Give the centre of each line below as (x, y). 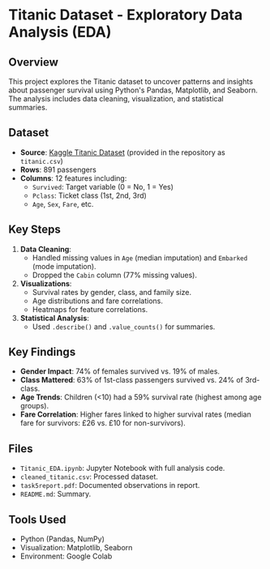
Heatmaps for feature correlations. (90, 309)
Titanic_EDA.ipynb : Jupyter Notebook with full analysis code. (122, 468)
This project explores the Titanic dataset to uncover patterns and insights (131, 81)
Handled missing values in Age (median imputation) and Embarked (140, 258)
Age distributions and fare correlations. (98, 301)
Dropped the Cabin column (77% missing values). (114, 275)
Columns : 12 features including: (73, 178)
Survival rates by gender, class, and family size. (112, 292)
